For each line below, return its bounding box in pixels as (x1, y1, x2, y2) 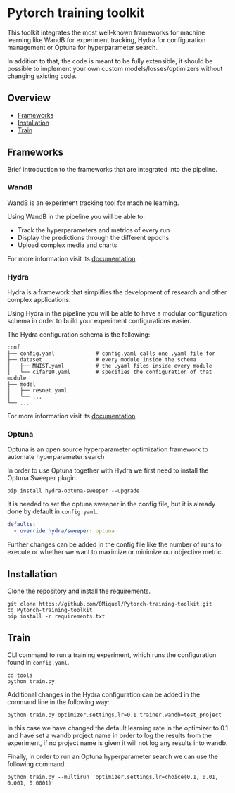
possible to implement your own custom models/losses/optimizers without (7, 64, 223, 73)
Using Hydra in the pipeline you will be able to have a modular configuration (7, 309, 227, 318)
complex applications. (7, 296, 71, 304)
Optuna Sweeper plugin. (7, 474, 78, 482)
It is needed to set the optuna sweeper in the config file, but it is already (7, 500, 216, 508)
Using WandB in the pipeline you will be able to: (7, 212, 146, 220)
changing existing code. (7, 72, 77, 80)
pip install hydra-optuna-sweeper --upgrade (7, 487, 140, 494)
